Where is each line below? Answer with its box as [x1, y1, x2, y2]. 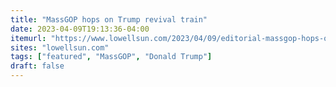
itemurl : [10, 33, 47, 43]
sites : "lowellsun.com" [10, 42, 110, 53]
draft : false [10, 61, 65, 71]
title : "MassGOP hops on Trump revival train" [10, 14, 208, 25]
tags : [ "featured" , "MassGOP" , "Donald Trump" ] [10, 52, 213, 62]
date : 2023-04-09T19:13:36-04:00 [10, 24, 150, 34]
